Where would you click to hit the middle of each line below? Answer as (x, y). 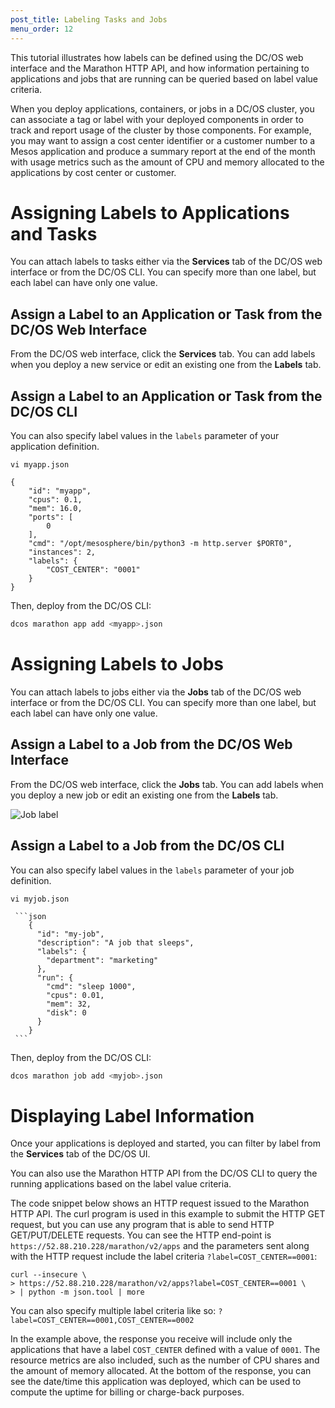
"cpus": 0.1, (55, 500)
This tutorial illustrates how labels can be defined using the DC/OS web (157, 57)
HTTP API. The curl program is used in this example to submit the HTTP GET (168, 1214)
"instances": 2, (62, 552)
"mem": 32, (69, 1004)
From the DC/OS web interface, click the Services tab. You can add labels (163, 354)
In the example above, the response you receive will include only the (151, 1339)
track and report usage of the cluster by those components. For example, (161, 130)
